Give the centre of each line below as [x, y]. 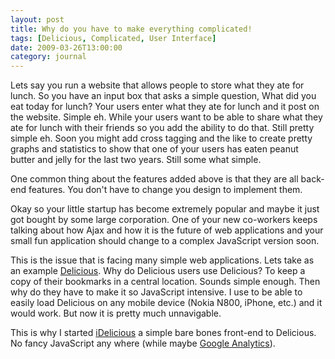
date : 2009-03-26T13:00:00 [66, 47]
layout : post [37, 19]
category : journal [48, 57]
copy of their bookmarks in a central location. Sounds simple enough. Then [165, 282]
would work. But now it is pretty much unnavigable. [116, 313]
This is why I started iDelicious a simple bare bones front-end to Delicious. [163, 333]
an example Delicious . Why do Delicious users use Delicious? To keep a [158, 271]
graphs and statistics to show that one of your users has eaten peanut [154, 149]
